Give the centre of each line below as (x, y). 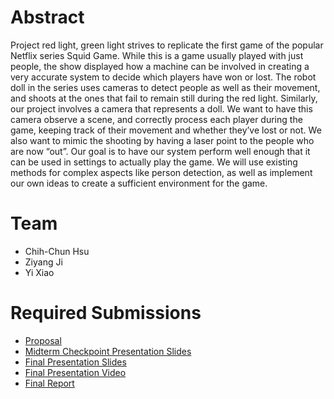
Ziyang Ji (43, 262)
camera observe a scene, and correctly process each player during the (156, 119)
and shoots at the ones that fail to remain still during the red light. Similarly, (164, 98)
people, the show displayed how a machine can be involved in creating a (160, 66)
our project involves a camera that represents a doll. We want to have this (161, 108)
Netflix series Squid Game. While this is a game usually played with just (157, 55)
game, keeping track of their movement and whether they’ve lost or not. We (166, 130)
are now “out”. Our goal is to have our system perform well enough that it (160, 151)
